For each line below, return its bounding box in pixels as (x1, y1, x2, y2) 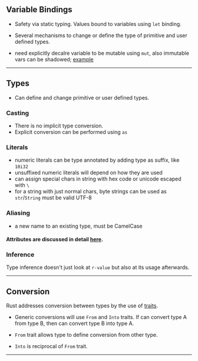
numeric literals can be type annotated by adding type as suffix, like (14, 156, 180, 164)
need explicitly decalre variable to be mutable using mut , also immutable (14, 50, 190, 57)
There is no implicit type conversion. (14, 122, 104, 129)
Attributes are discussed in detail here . (6, 236, 104, 243)
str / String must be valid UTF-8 (14, 194, 93, 201)
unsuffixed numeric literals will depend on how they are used (14, 169, 163, 176)
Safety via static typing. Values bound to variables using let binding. (14, 20, 181, 27)
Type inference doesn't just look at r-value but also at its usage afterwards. (6, 264, 190, 271)
